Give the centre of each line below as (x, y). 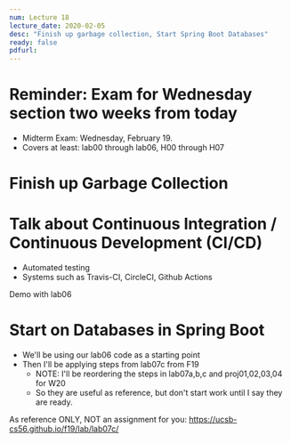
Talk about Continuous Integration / (143, 224)
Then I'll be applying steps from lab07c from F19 (111, 365)
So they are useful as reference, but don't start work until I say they (159, 393)
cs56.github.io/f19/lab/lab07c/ (64, 429)
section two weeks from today (123, 113)
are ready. (54, 402)
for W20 (51, 383)
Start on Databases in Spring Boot (137, 330)
